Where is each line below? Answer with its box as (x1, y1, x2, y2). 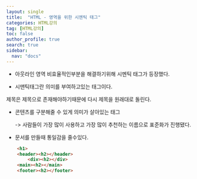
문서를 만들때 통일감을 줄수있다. (14, 134, 88, 141)
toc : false (6, 31, 33, 37)
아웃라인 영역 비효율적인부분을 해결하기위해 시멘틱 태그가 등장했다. (14, 70, 170, 78)
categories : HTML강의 (6, 20, 58, 26)
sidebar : (6, 48, 28, 54)
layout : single (6, 8, 44, 15)
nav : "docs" (11, 53, 42, 59)
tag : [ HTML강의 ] (6, 25, 44, 32)
